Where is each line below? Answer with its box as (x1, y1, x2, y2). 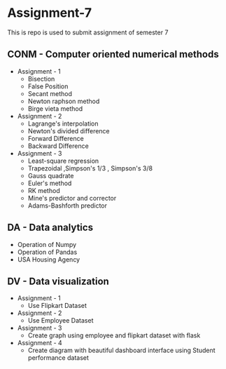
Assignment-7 (7, 5, 92, 21)
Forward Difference (27, 134, 84, 142)
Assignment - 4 (17, 339, 63, 347)
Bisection (27, 74, 55, 83)
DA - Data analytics (7, 222, 93, 234)
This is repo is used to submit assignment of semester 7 (7, 28, 169, 36)
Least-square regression (27, 156, 99, 165)
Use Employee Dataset (27, 316, 94, 325)
